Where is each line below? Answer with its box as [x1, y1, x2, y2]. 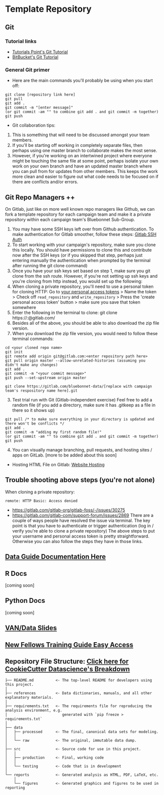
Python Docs [5, 596, 46, 605]
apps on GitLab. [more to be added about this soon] [12, 452, 117, 458]
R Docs [5, 569, 27, 578]
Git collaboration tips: [12, 122, 55, 128]
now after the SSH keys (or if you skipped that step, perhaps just [12, 252, 143, 258]
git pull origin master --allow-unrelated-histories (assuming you [5, 358, 146, 363]
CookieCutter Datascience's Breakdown [5, 665, 130, 673]
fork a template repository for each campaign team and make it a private [5, 211, 151, 217]
